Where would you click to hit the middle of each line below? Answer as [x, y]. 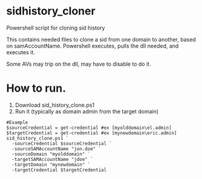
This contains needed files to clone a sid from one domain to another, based [101, 39]
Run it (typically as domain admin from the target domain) [87, 111]
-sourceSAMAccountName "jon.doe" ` [57, 149]
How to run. [36, 88]
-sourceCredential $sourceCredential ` [62, 143]
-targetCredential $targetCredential [59, 170]
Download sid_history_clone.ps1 [55, 105]
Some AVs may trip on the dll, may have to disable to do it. [79, 64]
